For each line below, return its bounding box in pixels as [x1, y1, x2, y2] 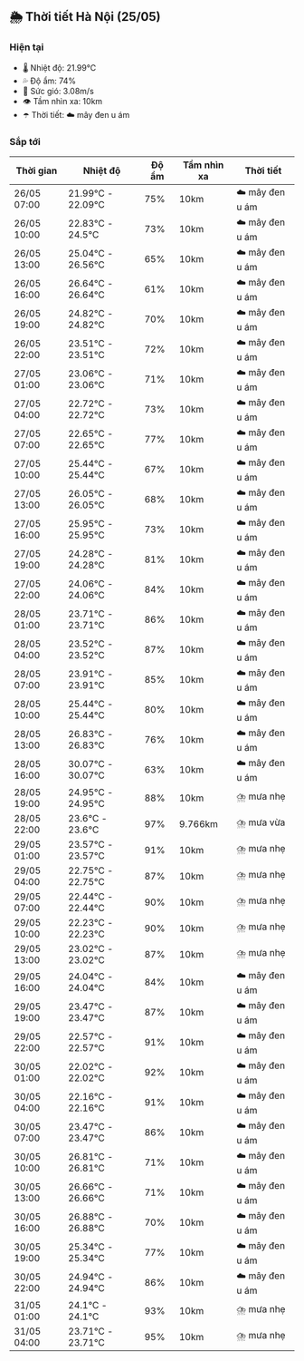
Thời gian [15, 164, 58, 177]
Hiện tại [9, 41, 44, 53]
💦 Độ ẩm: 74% [22, 75, 77, 86]
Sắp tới [9, 135, 41, 148]
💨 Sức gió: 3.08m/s [22, 85, 95, 96]
